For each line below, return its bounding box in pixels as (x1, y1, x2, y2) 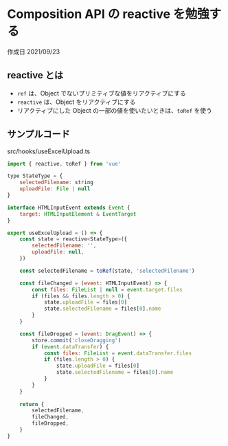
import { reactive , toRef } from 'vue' (7, 160, 122, 167)
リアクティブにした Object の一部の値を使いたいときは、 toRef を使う (16, 106, 213, 114)
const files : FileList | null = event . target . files (32, 286, 183, 293)
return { (19, 401, 45, 408)
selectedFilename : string (19, 179, 94, 186)
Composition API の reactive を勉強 (7, 6, 209, 22)
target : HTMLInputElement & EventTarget (19, 210, 137, 217)
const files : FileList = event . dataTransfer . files (43, 350, 192, 357)
